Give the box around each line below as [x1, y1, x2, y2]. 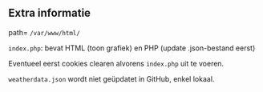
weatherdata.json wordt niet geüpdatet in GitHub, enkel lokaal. [8, 74, 215, 83]
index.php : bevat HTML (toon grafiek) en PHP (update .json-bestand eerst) [8, 43, 256, 53]
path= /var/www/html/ [8, 27, 80, 37]
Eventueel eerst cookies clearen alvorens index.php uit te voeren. [8, 58, 225, 68]
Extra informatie [8, 6, 91, 20]
